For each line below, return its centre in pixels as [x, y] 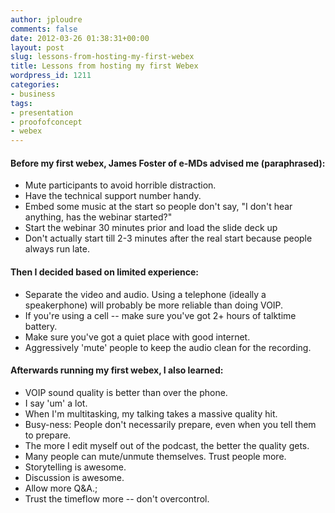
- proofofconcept [46, 122]
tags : [21, 103]
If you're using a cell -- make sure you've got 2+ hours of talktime [160, 315]
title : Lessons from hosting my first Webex [104, 66]
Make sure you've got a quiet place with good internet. [137, 337]
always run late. [57, 249]
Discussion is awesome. [74, 477]
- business [33, 94]
